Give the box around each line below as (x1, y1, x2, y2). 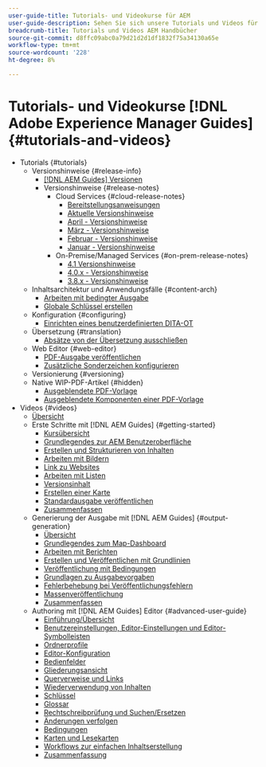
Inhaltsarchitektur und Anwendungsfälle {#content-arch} (31, 284, 217, 294)
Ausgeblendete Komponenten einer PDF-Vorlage (43, 394, 205, 404)
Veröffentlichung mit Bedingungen (43, 563, 157, 573)
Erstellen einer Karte (43, 487, 111, 497)
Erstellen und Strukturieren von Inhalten (43, 445, 174, 455)
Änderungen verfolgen (43, 716, 118, 726)
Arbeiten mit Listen (43, 471, 106, 480)
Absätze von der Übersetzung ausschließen (43, 335, 188, 345)
